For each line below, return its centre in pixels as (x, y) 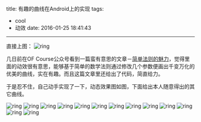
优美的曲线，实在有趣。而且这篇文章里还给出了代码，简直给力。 (85, 74)
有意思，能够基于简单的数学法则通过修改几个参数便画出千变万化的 (113, 66)
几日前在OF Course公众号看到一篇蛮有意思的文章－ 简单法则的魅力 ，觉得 (95, 59)
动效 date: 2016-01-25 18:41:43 (53, 28)
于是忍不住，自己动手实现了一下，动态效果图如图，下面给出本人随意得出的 (98, 86)
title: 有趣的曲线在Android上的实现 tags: (55, 9)
